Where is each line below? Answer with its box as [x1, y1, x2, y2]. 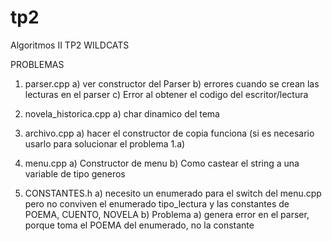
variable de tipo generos [24, 167, 126, 180]
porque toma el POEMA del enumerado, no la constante [24, 219, 255, 231]
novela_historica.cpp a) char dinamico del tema [24, 107, 220, 120]
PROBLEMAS [10, 58, 65, 70]
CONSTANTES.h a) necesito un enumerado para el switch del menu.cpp [24, 187, 322, 199]
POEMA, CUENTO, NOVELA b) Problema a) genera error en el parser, [24, 208, 310, 220]
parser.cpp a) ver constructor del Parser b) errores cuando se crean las [24, 77, 320, 90]
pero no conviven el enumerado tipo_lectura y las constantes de [24, 197, 290, 210]
